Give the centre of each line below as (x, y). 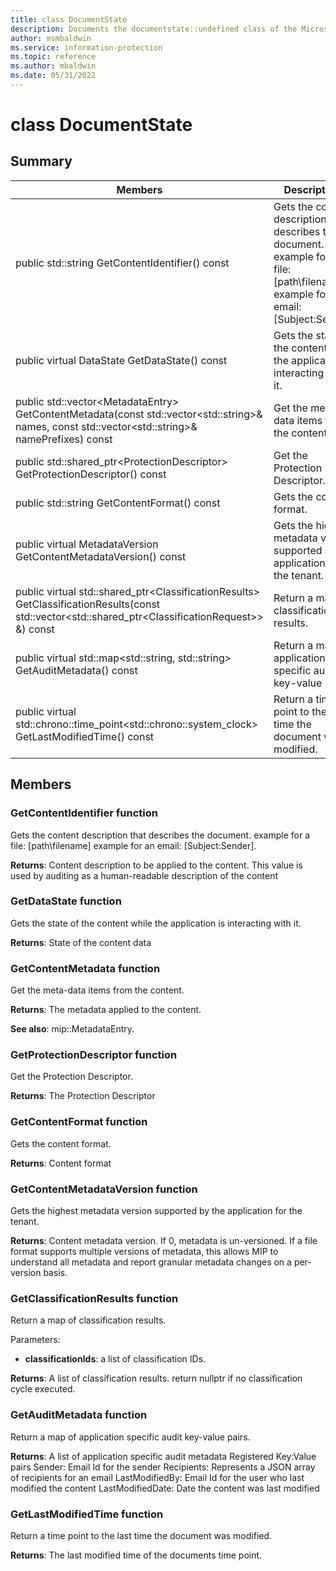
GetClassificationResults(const (88, 604)
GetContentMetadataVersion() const (101, 556)
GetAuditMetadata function (79, 1415)
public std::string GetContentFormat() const (118, 503)
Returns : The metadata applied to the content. (106, 1010)
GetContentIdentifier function (84, 813)
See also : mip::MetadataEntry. (72, 1029)
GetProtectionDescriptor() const (91, 474)
